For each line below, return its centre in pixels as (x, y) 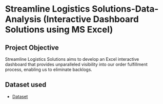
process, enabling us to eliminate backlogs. (49, 69)
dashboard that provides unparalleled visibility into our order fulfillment (76, 64)
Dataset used (26, 85)
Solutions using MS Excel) (59, 30)
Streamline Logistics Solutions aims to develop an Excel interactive (72, 59)
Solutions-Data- (125, 9)
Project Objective (32, 47)
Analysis (23, 19)
